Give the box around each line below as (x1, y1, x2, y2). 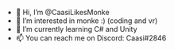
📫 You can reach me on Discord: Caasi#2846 (15, 33, 167, 43)
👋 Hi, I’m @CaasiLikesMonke (15, 8, 110, 17)
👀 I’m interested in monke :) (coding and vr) (15, 16, 158, 25)
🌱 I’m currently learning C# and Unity (15, 25, 137, 33)
